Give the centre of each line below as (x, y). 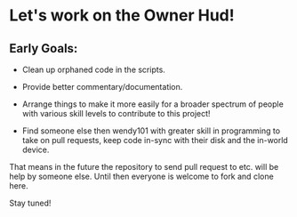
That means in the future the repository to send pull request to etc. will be (144, 167)
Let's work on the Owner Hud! (122, 16)
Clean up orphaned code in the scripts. (94, 69)
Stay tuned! (30, 203)
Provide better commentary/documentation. (102, 87)
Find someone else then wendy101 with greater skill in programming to (151, 131)
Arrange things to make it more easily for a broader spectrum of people (153, 104)
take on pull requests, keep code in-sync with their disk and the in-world (155, 140)
